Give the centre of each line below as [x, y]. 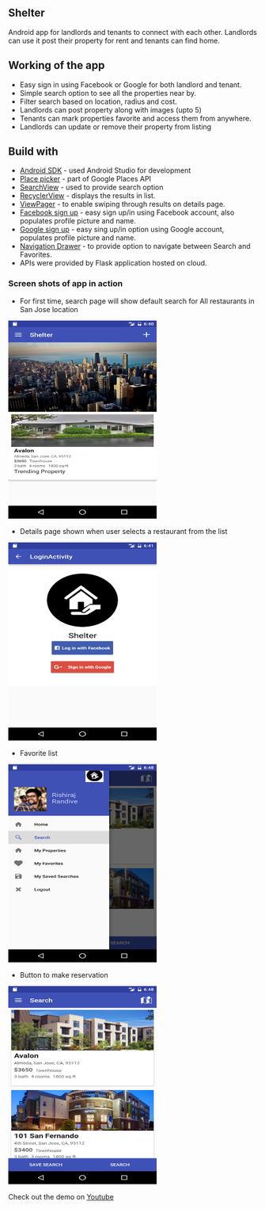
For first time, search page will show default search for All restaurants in [137, 301]
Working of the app [57, 65]
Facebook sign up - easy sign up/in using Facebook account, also [127, 212]
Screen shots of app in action [66, 284]
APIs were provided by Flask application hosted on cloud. [113, 263]
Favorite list [38, 753]
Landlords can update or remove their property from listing [115, 127]
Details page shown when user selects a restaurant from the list [123, 531]
